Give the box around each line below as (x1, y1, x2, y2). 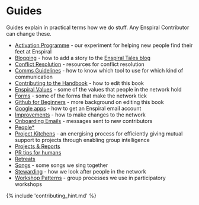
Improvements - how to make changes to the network (14, 111, 146, 118)
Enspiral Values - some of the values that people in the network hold (14, 86, 182, 93)
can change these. (6, 30, 52, 37)
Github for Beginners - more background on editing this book (14, 98, 164, 105)
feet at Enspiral (14, 48, 52, 55)
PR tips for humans (14, 149, 62, 156)
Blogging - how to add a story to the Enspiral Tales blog (14, 54, 151, 61)
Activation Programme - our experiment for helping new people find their (14, 42, 193, 49)
